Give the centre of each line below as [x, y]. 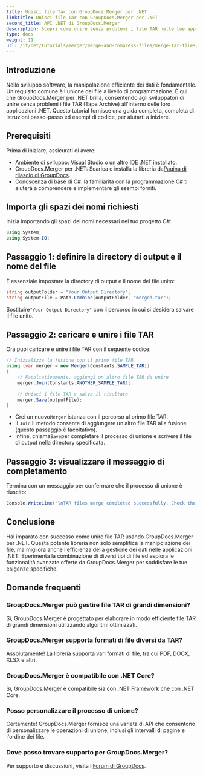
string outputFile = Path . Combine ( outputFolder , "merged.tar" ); [89, 298]
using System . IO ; [28, 238]
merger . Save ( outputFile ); [50, 400]
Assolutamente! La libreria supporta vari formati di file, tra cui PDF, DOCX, [98, 653]
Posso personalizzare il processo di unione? [72, 711]
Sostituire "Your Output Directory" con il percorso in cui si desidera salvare [100, 309]
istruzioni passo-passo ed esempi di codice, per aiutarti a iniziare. [88, 117]
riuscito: [16, 492]
